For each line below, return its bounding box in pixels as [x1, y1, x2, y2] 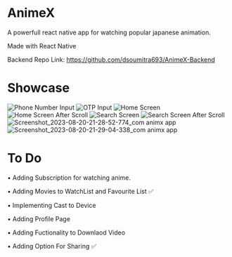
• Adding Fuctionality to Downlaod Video [7, 228, 125, 237]
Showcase [7, 80, 70, 96]
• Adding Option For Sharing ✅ [7, 242, 97, 250]
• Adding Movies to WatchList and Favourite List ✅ [7, 187, 154, 195]
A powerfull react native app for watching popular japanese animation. [7, 28, 211, 37]
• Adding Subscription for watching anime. [7, 173, 131, 182]
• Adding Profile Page [7, 214, 70, 223]
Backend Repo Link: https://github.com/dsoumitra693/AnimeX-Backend [7, 55, 216, 64]
